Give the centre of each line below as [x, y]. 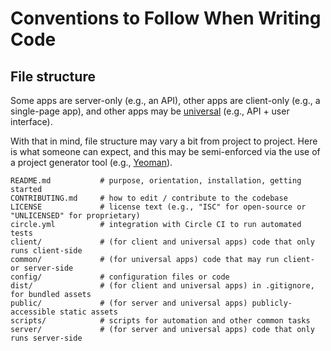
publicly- [272, 303]
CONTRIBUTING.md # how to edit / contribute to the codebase [149, 198]
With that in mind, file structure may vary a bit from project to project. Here [164, 141]
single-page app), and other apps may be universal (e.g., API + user [150, 111]
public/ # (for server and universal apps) [129, 303]
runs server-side [46, 338]
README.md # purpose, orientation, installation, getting [156, 181]
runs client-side [46, 251]
